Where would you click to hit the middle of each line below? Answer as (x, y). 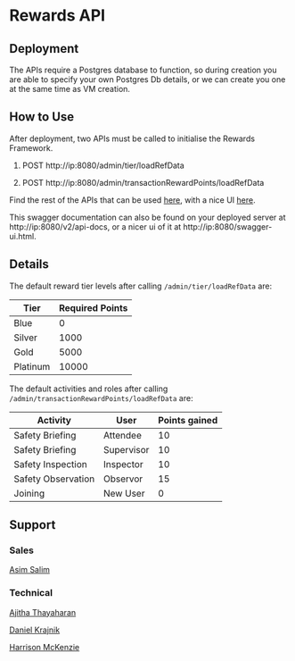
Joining (29, 493)
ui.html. (23, 236)
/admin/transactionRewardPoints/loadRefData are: (101, 397)
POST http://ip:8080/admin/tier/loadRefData (103, 165)
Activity (54, 420)
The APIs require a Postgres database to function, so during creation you (143, 70)
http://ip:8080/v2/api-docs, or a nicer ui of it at (95, 226)
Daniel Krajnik (35, 630)
